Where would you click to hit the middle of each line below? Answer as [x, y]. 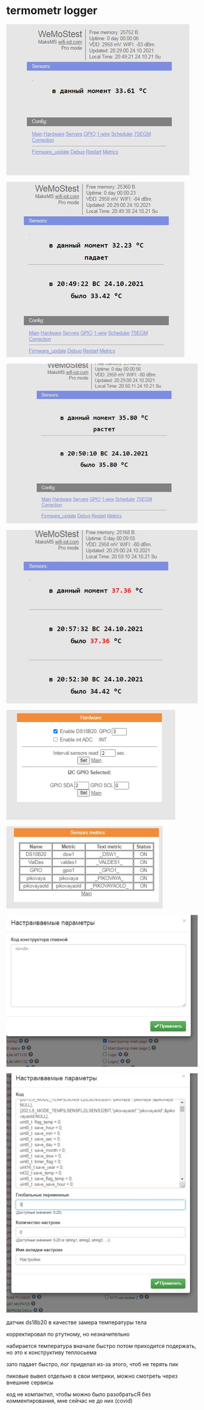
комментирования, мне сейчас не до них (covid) [70, 1400]
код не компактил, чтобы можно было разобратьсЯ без [79, 1394]
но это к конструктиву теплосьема [52, 1352]
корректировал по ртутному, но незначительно [68, 1334]
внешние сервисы [30, 1382]
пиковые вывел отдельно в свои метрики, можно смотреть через [92, 1376]
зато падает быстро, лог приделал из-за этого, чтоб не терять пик [92, 1364]
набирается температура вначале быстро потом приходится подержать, [101, 1345]
